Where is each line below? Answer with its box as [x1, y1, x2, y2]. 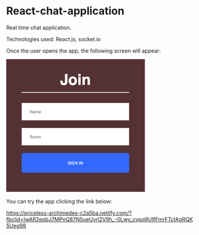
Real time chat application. [6, 24, 72, 31]
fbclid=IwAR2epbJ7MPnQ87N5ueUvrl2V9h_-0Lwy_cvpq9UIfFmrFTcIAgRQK [6, 215, 193, 222]
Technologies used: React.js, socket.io [6, 35, 101, 42]
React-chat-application [6, 4, 124, 18]
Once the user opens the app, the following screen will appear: [6, 47, 161, 54]
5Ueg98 [6, 222, 26, 229]
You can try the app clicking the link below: [6, 197, 112, 205]
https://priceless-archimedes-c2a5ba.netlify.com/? [6, 209, 132, 216]
